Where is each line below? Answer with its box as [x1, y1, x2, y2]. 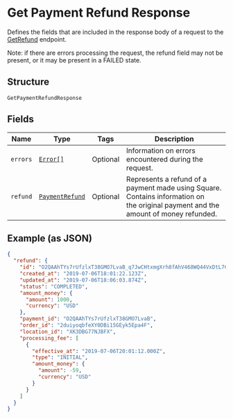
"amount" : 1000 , [25, 296, 73, 303]
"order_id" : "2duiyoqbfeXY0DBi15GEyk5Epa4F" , [19, 322, 154, 329]
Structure [7, 76, 50, 88]
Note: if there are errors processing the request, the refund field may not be [7, 49, 223, 57]
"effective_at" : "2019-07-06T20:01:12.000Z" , [32, 348, 166, 354]
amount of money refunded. [126, 209, 217, 219]
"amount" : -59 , [37, 367, 82, 374]
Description [155, 134, 194, 144]
